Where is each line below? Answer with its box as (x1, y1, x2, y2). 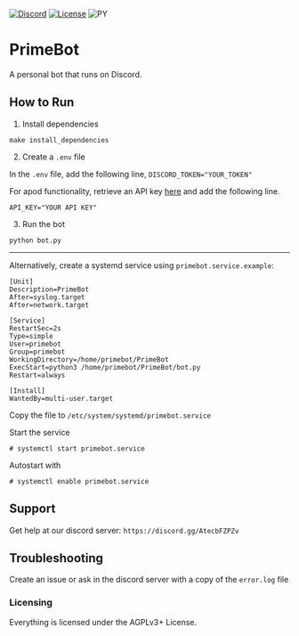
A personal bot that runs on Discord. (9, 69, 142, 79)
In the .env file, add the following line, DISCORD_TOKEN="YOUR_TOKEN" (9, 168, 253, 179)
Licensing (9, 597, 53, 609)
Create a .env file (21, 151, 86, 162)
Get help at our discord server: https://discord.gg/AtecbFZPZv (9, 525, 239, 535)
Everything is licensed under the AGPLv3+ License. (9, 616, 198, 627)
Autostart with (9, 460, 61, 470)
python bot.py (9, 236, 62, 245)
